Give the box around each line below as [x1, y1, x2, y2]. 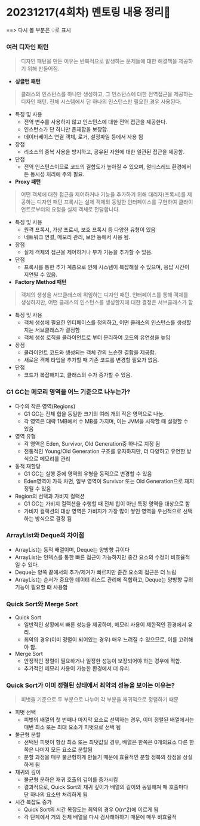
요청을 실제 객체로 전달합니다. [51, 206, 121, 213]
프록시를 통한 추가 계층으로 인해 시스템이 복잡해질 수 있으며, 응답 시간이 [23, 264, 190, 271]
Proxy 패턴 [14, 178, 41, 186]
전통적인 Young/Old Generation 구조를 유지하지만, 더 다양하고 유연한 [23, 447, 186, 455]
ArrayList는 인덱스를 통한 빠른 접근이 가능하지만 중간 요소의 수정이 [14, 553, 170, 561]
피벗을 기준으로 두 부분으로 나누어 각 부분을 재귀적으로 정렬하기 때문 [20, 696, 179, 703]
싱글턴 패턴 [14, 78, 41, 85]
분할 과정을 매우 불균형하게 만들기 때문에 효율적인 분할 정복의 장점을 [23, 754, 182, 761]
